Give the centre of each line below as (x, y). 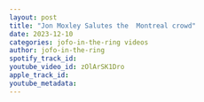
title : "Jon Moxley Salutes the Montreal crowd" (103, 26)
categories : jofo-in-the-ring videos (79, 42)
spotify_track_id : (43, 59)
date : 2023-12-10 (41, 34)
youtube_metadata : (43, 83)
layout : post (33, 17)
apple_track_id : (39, 75)
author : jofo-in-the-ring (57, 51)
